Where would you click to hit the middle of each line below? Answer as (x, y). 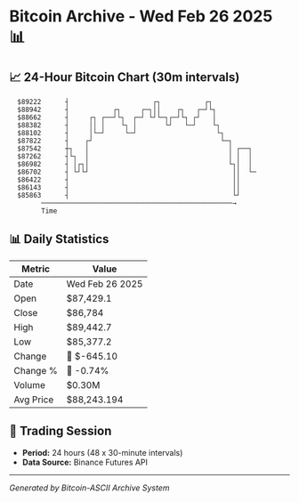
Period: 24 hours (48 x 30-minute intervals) (102, 452)
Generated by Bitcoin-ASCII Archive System (89, 488)
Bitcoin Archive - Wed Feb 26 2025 (141, 16)
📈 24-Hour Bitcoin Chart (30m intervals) (125, 77)
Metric (36, 269)
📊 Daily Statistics (59, 239)
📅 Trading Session (61, 431)
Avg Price (34, 400)
